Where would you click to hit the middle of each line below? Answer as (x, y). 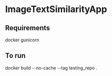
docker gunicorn (22, 40)
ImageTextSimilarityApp (56, 9)
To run (15, 56)
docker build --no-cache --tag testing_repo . (51, 68)
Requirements (27, 28)
